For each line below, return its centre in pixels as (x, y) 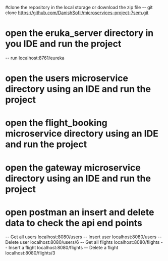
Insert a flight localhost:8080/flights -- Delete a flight (63, 248)
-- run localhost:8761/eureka (35, 58)
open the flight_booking (56, 123)
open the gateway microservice (73, 168)
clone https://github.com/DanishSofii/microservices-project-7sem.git (77, 13)
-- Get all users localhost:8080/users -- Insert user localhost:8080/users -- (83, 237)
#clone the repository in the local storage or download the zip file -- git (79, 7)
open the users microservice (67, 78)
